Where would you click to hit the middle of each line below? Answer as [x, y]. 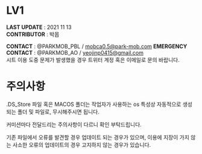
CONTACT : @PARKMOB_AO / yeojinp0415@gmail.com [75, 52]
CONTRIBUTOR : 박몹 [33, 34]
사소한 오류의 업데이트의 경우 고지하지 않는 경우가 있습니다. [82, 144]
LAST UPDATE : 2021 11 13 [39, 27]
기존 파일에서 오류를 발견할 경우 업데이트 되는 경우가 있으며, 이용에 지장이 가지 [98, 137]
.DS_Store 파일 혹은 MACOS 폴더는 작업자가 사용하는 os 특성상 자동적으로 [94, 104]
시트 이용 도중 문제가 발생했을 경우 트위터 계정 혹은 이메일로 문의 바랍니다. [93, 60]
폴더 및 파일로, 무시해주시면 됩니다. [58, 111]
